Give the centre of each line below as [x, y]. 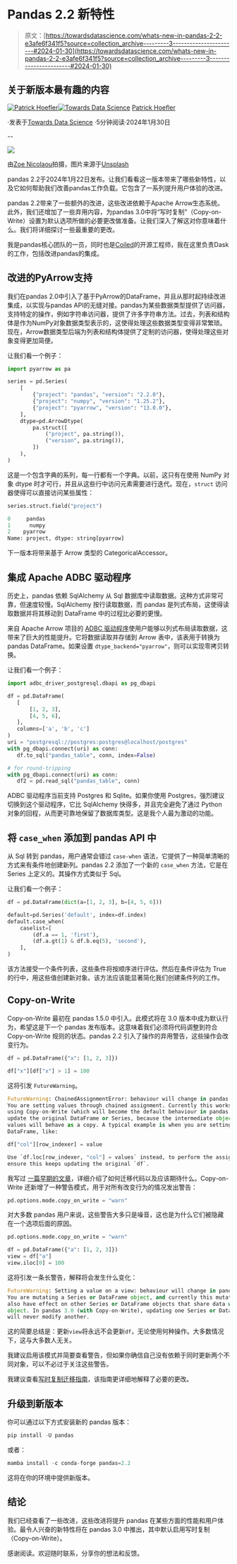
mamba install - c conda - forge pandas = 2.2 [69, 1463]
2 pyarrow [26, 532]
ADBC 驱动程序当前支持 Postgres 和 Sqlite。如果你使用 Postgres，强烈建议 [116, 796]
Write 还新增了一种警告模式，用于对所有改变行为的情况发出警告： [102, 1187]
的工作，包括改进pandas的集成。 [55, 253]
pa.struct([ [50, 428]
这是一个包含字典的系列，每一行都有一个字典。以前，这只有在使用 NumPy [115, 475]
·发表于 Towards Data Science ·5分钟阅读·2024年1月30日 [89, 122]
